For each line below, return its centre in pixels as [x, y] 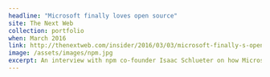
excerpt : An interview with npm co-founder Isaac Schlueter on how [124, 61]
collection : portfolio [46, 30]
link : [17, 46]
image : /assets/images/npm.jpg [61, 53]
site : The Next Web [41, 23]
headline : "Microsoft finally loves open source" [93, 16]
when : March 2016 [37, 38]
